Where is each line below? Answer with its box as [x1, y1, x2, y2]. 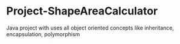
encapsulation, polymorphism [6, 30, 80, 37]
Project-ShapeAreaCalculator [6, 4, 158, 18]
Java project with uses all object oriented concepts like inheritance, [6, 24, 174, 31]
